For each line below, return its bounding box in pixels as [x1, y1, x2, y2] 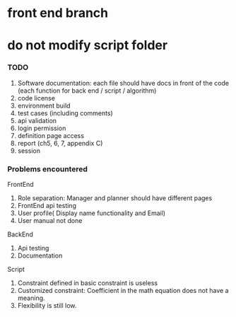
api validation [17, 116, 57, 125]
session [17, 146, 41, 155]
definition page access [17, 131, 85, 139]
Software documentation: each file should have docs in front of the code [17, 79, 230, 87]
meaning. [17, 294, 45, 302]
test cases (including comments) [17, 108, 113, 117]
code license [17, 93, 55, 102]
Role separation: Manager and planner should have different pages [17, 193, 213, 202]
